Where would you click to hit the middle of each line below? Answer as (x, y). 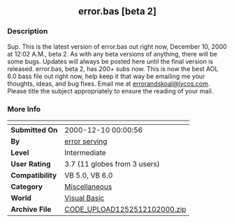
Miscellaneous (88, 186)
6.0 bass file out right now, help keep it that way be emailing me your (106, 76)
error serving (86, 141)
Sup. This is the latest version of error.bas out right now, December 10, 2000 (117, 46)
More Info (24, 109)
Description (28, 31)
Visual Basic (85, 198)
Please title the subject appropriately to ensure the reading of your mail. (110, 91)
